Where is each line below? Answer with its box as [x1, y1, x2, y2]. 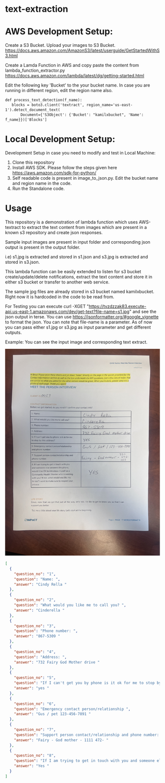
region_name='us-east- [86, 102, 133, 108]
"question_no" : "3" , [14, 624, 56, 628]
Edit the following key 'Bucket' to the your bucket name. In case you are [5, 82, 150, 88]
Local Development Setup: [5, 134, 115, 145]
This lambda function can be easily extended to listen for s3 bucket [5, 269, 141, 274]
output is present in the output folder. [5, 245, 81, 250]
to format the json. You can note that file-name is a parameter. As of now [5, 319, 153, 325]
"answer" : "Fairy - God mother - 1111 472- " [14, 737, 109, 743]
